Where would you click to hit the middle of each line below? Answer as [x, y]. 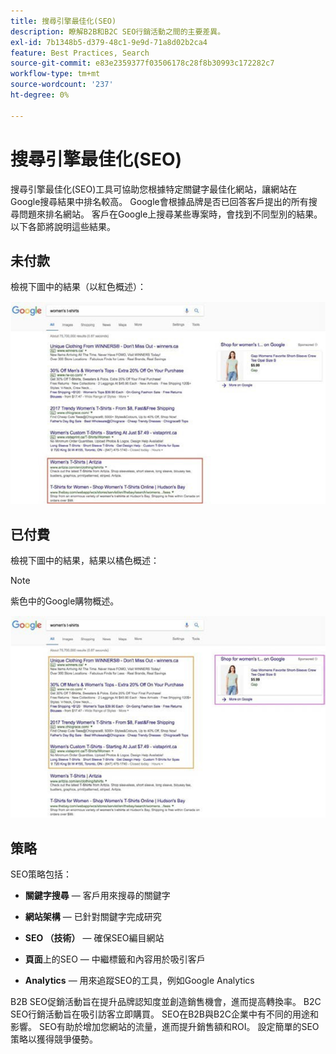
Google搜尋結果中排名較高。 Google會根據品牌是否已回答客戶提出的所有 [159, 201]
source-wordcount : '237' [62, 85]
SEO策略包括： [41, 874]
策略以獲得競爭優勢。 [54, 1039]
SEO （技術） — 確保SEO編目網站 [94, 938]
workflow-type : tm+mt [55, 74]
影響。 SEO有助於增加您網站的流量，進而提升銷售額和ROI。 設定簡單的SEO [165, 1027]
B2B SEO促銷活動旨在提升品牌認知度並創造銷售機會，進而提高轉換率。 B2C [166, 1002]
